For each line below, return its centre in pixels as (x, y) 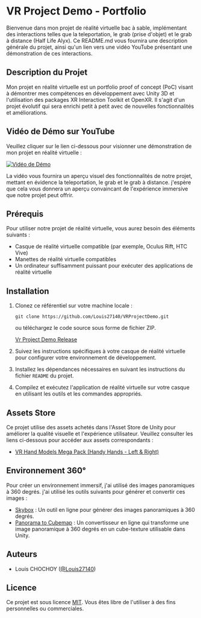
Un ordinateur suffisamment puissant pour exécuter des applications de (104, 266)
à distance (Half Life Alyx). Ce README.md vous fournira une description (97, 40)
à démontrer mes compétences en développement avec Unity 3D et (90, 93)
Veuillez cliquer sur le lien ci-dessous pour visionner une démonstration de (99, 146)
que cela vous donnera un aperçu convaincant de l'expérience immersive (97, 189)
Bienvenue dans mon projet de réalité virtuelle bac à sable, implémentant (97, 28)
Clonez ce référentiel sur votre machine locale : (73, 306)
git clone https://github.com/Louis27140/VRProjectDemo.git (92, 317)
